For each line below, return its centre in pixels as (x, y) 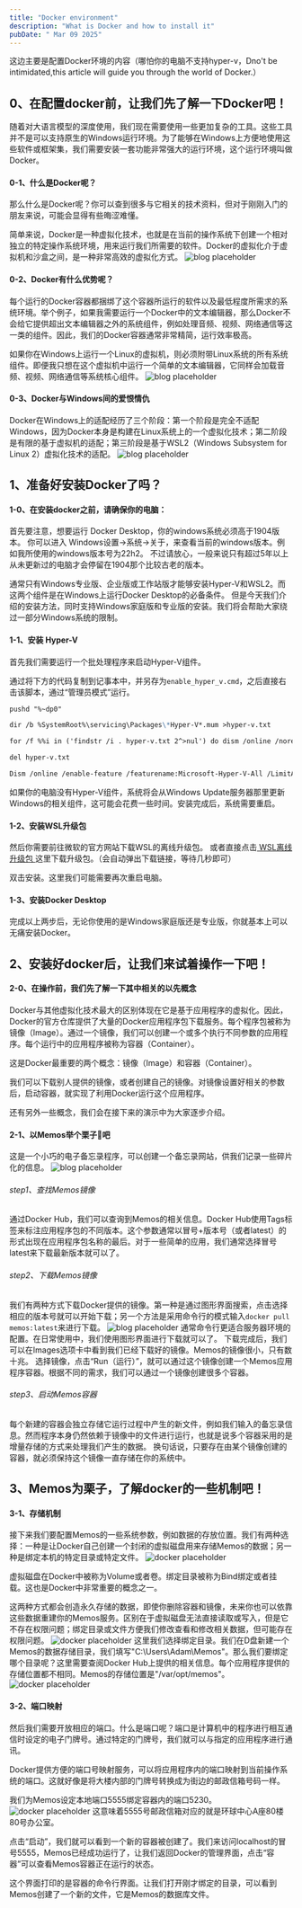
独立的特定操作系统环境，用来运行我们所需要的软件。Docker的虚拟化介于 (145, 246)
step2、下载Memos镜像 (53, 1275)
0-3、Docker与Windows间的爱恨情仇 (80, 399)
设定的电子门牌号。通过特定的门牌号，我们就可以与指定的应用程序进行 (155, 1739)
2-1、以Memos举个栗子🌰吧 (60, 1134)
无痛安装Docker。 (43, 933)
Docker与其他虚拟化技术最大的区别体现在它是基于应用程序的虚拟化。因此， (149, 1010)
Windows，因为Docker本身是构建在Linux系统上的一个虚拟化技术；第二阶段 (148, 431)
